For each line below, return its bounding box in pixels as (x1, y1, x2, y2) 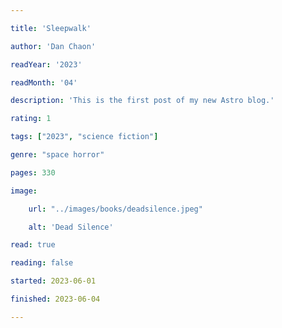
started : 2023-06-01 (10, 276, 97, 286)
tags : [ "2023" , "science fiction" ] (10, 132, 159, 142)
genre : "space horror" (10, 150, 105, 160)
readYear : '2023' (10, 59, 83, 70)
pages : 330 (10, 167, 56, 178)
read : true (10, 240, 56, 250)
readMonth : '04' (10, 77, 78, 88)
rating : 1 (10, 114, 52, 124)
